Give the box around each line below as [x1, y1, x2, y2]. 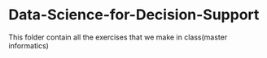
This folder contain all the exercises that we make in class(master [8, 32, 228, 42]
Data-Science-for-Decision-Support [8, 6, 260, 24]
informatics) [8, 40, 49, 50]
